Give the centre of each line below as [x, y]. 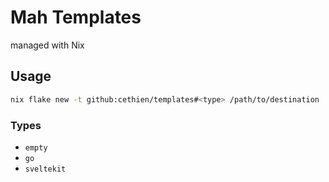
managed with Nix [47, 45]
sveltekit [45, 169]
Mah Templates [76, 17]
